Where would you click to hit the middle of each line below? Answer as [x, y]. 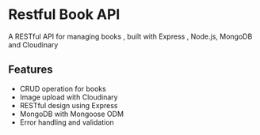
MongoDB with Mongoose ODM [72, 114]
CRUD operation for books [63, 88]
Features [31, 70]
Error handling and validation [67, 122]
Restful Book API [64, 15]
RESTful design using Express [69, 105]
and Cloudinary [33, 44]
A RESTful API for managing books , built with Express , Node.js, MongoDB [130, 36]
